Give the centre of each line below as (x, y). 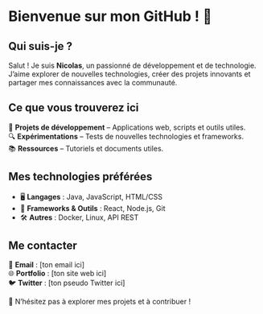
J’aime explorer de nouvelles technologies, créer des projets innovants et (129, 74)
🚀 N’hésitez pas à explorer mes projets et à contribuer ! (100, 302)
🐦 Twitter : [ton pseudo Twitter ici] (67, 283)
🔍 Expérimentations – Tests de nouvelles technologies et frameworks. (126, 136)
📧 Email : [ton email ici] (47, 265)
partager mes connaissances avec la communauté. (93, 83)
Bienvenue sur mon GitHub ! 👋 (110, 17)
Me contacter (43, 246)
